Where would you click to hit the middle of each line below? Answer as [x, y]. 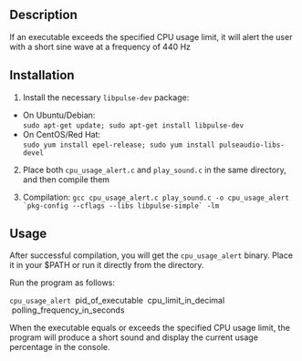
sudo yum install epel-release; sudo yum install [119, 145]
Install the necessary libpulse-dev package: [106, 97]
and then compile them [66, 179]
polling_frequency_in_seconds [68, 310]
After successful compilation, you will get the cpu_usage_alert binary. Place [151, 255]
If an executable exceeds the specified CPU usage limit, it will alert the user [151, 36]
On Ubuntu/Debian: [59, 115]
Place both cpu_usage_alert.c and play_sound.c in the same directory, [154, 170]
